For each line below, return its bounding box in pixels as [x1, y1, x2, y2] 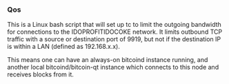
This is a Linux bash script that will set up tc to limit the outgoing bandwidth [7, 21, 222, 29]
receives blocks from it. [7, 70, 74, 78]
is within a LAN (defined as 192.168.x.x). [7, 43, 121, 51]
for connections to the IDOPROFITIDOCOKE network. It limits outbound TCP [7, 28, 223, 36]
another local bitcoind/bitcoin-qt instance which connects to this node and [7, 63, 219, 72]
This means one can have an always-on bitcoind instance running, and [7, 56, 208, 64]
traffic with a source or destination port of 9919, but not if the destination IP [7, 35, 221, 43]
